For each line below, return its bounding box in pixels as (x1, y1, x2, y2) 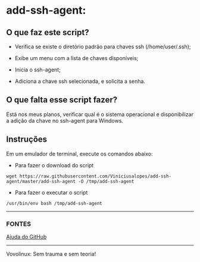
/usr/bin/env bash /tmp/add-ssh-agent (6, 200, 102, 206)
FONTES (6, 220, 32, 228)
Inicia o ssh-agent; (14, 66, 61, 73)
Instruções (6, 135, 48, 145)
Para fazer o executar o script (14, 189, 88, 196)
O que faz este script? (6, 27, 89, 38)
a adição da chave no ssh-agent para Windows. (6, 117, 124, 124)
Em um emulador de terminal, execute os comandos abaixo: (6, 150, 153, 157)
